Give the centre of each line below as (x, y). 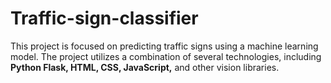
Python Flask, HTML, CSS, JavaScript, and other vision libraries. (145, 67)
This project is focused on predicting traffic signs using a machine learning (164, 46)
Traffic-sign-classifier (104, 18)
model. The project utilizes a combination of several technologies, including (166, 56)
